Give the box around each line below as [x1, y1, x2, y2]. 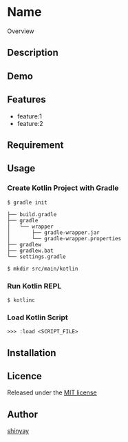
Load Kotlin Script [7, 313, 69, 322]
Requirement [7, 139, 64, 151]
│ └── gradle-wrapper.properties [7, 235, 122, 242]
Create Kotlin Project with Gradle [7, 183, 119, 193]
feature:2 [17, 119, 43, 127]
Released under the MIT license [7, 388, 98, 397]
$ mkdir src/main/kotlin [7, 265, 78, 272]
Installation [7, 347, 56, 359]
